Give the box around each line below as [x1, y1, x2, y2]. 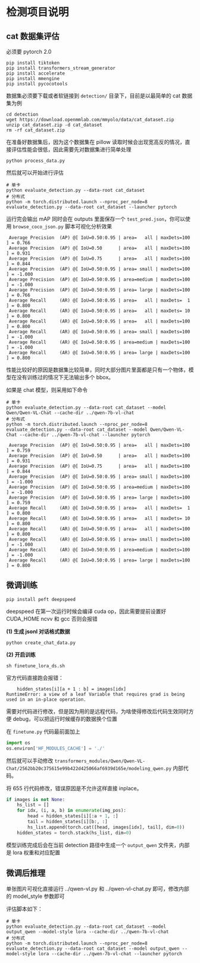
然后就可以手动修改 [6, 757, 54, 764]
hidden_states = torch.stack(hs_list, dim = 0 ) [17, 830, 132, 836]
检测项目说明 [6, 5, 70, 19]
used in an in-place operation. [6, 697, 86, 703]
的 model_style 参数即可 [6, 893, 65, 900]
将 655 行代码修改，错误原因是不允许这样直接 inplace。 [6, 784, 142, 792]
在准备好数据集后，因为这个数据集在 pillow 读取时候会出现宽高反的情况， [6, 139, 186, 145]
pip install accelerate [6, 70, 65, 76]
